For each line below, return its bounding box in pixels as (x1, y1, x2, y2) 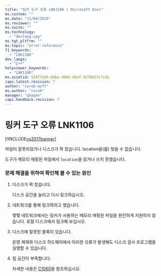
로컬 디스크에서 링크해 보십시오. (26, 219, 86, 225)
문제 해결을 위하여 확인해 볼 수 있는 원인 (5, 169, 91, 176)
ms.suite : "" (5, 25, 32, 30)
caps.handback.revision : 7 (5, 97, 60, 102)
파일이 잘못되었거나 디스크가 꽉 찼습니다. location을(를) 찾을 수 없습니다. (5, 146, 142, 152)
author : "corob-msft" (5, 83, 49, 89)
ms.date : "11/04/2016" (5, 16, 51, 21)
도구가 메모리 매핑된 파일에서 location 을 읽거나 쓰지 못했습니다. (5, 156, 126, 162)
